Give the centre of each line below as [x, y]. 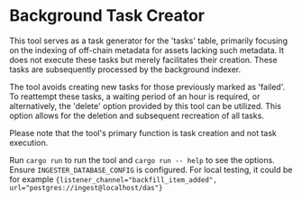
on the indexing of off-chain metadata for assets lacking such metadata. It [147, 50]
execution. [29, 142]
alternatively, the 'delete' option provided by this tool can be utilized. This [146, 105]
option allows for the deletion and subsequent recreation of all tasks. [137, 115]
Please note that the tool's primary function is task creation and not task [143, 132]
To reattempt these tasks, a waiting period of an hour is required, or [135, 96]
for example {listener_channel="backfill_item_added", [114, 179]
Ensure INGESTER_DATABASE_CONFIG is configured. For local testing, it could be [151, 169]
